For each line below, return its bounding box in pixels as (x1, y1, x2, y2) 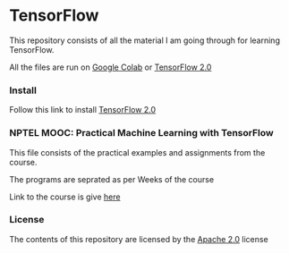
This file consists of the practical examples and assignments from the (9, 147, 266, 157)
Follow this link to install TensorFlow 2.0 (9, 105, 157, 115)
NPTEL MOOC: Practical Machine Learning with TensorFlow (9, 127, 275, 139)
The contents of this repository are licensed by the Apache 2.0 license (9, 233, 268, 244)
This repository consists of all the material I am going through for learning (9, 35, 280, 46)
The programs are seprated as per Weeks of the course (9, 173, 215, 184)
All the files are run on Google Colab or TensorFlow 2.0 (9, 62, 212, 72)
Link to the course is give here (9, 191, 121, 202)
